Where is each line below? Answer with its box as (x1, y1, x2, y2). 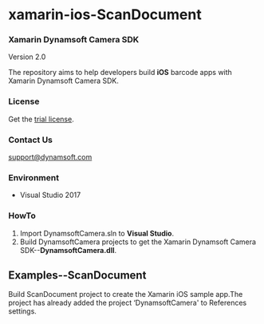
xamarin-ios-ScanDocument (8, 6, 202, 24)
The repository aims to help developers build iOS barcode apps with (8, 68, 233, 77)
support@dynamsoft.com (8, 152, 93, 162)
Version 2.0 (8, 52, 46, 61)
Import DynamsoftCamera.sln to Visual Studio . (19, 228, 174, 238)
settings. (8, 306, 37, 316)
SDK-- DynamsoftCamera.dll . (19, 245, 117, 255)
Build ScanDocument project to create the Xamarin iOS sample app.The (8, 290, 243, 299)
